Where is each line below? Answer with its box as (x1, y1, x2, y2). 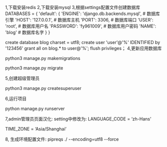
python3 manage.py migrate (5, 65, 63, 71)
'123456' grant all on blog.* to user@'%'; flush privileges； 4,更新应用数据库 (5, 45, 162, 51)
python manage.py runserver (5, 105, 65, 111)
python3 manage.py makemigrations (5, 55, 81, 61)
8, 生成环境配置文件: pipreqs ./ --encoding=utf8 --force (5, 136, 119, 142)
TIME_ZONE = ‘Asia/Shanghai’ (5, 126, 67, 131)
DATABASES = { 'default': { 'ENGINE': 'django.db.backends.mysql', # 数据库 (5, 10, 161, 16)
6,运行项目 (5, 95, 27, 101)
